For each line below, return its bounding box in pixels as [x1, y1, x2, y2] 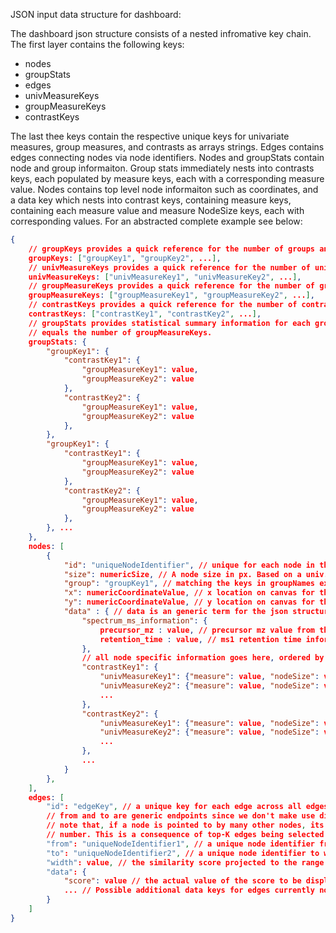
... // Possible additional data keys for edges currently [63, 885, 315, 896]
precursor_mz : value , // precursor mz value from [99, 625, 315, 635]
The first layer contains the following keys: [10, 39, 185, 50]
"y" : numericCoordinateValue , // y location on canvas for [63, 597, 315, 608]
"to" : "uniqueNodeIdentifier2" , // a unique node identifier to [46, 848, 320, 858]
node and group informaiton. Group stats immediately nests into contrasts [10, 162, 315, 174]
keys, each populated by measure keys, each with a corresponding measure [10, 173, 325, 184]
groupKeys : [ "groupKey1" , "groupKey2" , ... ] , [28, 253, 222, 263]
